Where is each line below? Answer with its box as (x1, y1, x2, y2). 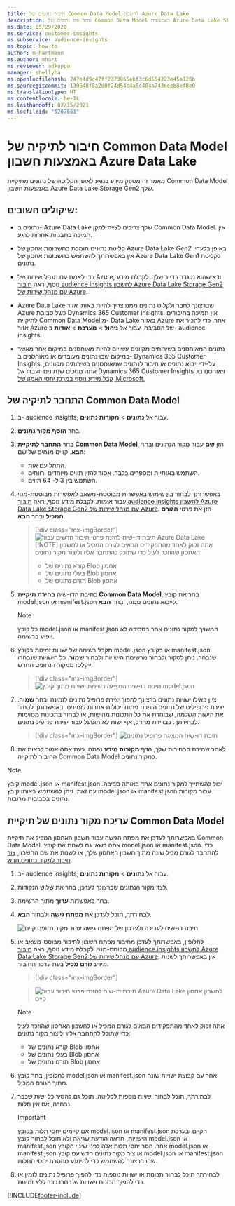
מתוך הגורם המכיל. (17, 1078, 69, 1087)
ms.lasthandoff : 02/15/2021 (7, 102, 90, 109)
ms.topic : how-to (7, 43, 58, 50)
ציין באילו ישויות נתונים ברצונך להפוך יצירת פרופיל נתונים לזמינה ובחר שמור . (17, 695, 217, 704)
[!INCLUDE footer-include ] (7, 1191, 82, 1200)
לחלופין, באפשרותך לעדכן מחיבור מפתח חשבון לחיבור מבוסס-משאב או (17, 937, 204, 946)
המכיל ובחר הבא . (17, 512, 66, 521)
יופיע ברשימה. (17, 632, 55, 641)
